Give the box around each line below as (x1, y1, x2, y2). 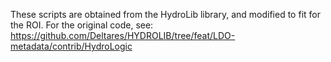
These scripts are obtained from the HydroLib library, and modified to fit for (10, 9, 321, 20)
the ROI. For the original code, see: (10, 19, 154, 31)
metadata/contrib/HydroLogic (10, 40, 133, 52)
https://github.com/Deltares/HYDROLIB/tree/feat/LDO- (10, 30, 236, 41)
